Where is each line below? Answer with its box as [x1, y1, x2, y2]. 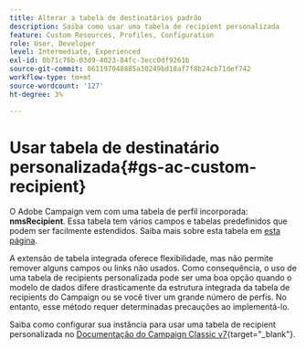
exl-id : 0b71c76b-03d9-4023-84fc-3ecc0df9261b [9, 56, 190, 65]
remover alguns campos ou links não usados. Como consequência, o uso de [9, 262, 297, 274]
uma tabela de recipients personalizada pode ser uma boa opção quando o [9, 272, 292, 283]
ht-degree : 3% [9, 90, 64, 99]
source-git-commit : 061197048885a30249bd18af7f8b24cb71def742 [9, 65, 251, 74]
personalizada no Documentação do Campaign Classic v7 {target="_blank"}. [9, 329, 296, 340]
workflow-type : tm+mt [9, 73, 92, 82]
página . [9, 235, 38, 247]
